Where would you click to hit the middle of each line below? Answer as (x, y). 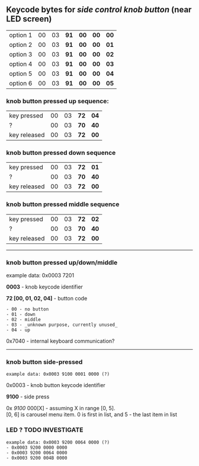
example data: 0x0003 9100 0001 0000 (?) (58, 374)
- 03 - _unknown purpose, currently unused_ (62, 325)
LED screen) (29, 19)
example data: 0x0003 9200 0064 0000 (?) (58, 442)
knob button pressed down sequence (61, 153)
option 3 (21, 54)
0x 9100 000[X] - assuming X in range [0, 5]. (61, 408)
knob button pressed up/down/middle (62, 262)
